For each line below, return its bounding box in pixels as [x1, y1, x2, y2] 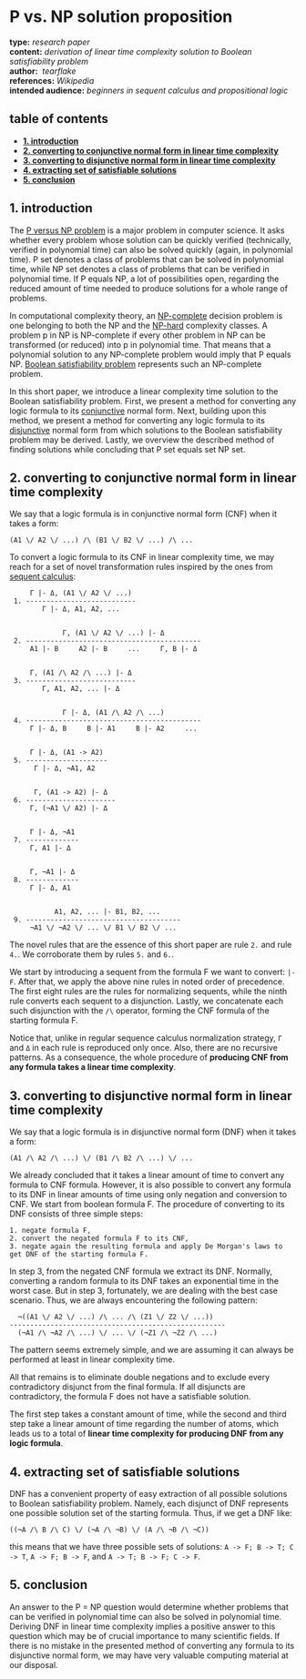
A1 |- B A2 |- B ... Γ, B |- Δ [29, 645, 198, 654]
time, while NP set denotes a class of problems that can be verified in [9, 263, 270, 274]
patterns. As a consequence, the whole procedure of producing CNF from [9, 1052, 289, 1063]
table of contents [9, 111, 109, 127]
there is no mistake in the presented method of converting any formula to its [9, 1640, 295, 1651]
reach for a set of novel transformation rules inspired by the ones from [9, 562, 273, 573]
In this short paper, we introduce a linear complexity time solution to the [9, 385, 279, 397]
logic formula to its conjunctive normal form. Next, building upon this [9, 405, 267, 416]
